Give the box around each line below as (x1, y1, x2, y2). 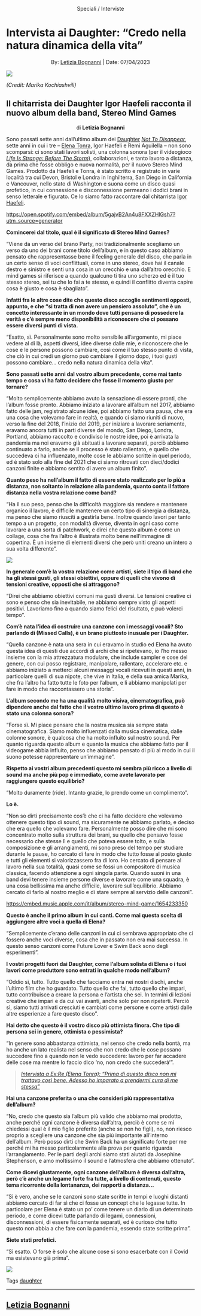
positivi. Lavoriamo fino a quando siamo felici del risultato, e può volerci (6, 604, 183, 612)
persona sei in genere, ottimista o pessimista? (6, 1028, 123, 1035)
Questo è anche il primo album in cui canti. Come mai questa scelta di (6, 911, 182, 919)
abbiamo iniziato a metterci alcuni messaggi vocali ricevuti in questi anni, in (6, 666, 191, 673)
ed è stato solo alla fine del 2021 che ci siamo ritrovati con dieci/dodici (6, 458, 179, 466)
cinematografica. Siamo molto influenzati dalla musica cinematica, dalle (6, 727, 182, 735)
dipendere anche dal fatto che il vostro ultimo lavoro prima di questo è (6, 703, 184, 710)
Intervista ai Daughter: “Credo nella (6, 26, 187, 39)
